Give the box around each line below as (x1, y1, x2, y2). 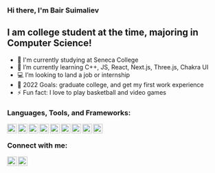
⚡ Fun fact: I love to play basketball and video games (16, 88, 167, 96)
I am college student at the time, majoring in (7, 27, 199, 38)
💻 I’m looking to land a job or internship (16, 71, 131, 79)
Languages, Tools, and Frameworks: (7, 108, 131, 117)
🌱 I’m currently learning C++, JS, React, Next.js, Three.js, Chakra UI (16, 62, 209, 71)
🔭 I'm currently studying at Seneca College (16, 56, 139, 64)
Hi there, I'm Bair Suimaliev (7, 5, 100, 15)
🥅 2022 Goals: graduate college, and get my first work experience (16, 80, 204, 89)
